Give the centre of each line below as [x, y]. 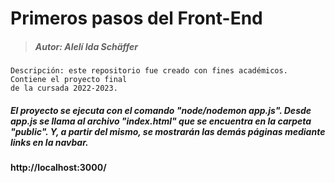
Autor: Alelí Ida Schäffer [86, 46]
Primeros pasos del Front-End [136, 18]
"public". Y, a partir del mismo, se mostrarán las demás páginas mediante [168, 131]
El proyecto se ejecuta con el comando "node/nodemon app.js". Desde [161, 110]
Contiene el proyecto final [69, 80]
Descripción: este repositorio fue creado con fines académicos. [149, 71]
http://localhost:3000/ [58, 168]
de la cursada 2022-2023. [64, 88]
